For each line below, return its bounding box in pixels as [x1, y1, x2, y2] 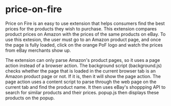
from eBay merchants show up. [5, 47, 71, 53]
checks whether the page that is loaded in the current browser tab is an [5, 67, 156, 74]
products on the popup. [5, 95, 55, 101]
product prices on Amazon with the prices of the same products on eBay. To [5, 31, 166, 37]
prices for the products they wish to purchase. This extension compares [5, 25, 157, 31]
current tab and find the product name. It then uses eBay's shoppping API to [5, 84, 166, 90]
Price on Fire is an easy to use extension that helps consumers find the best [5, 20, 165, 26]
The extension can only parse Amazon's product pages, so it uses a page [5, 57, 160, 63]
